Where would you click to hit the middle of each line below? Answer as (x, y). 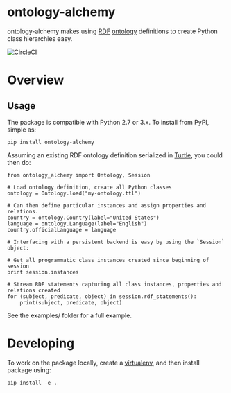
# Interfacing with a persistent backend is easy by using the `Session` (116, 242)
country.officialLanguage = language (62, 229)
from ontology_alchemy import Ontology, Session (79, 175)
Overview (36, 80)
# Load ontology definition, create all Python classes (89, 187)
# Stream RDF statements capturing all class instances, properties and (114, 284)
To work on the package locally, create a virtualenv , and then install (103, 363)
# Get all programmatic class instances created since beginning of (108, 260)
